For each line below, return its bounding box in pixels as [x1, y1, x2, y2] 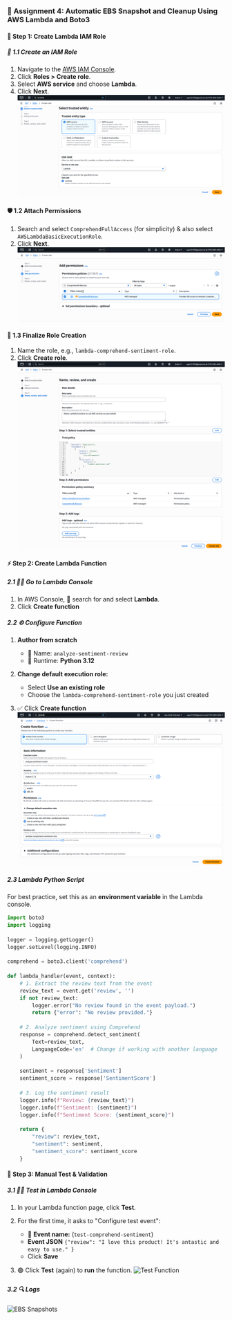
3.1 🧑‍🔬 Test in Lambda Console [7, 1186, 97, 1195]
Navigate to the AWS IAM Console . [17, 65, 116, 73]
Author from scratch [17, 636, 77, 644]
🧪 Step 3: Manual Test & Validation [7, 1170, 108, 1179]
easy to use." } [27, 1246, 75, 1254]
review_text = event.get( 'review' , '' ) [19, 987, 135, 994]
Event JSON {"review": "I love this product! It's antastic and [27, 1238, 220, 1246]
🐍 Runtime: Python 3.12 [27, 657, 95, 665]
